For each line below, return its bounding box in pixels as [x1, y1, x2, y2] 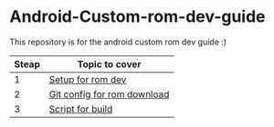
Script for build [48, 103, 113, 115]
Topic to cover [77, 57, 142, 70]
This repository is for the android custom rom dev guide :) [9, 36, 227, 47]
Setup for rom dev [48, 73, 127, 85]
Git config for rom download [48, 88, 170, 101]
